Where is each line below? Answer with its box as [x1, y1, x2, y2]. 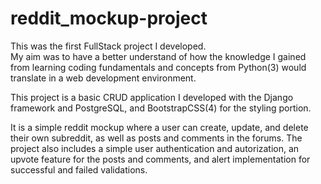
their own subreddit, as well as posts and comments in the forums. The [10, 132, 303, 144]
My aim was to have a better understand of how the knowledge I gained [10, 50, 307, 62]
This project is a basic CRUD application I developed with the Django [10, 91, 294, 103]
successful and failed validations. [10, 163, 148, 176]
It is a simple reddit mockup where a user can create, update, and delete [10, 121, 309, 133]
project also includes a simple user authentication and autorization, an [10, 142, 300, 154]
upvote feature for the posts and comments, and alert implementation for [10, 153, 311, 165]
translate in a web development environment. [10, 72, 197, 84]
